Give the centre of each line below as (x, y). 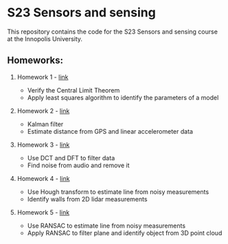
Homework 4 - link (43, 178)
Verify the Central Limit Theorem (73, 90)
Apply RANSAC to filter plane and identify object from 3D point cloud (125, 233)
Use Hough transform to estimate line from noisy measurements (118, 192)
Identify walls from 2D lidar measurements (87, 199)
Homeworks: (35, 61)
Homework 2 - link (43, 110)
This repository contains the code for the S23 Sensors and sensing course (113, 32)
